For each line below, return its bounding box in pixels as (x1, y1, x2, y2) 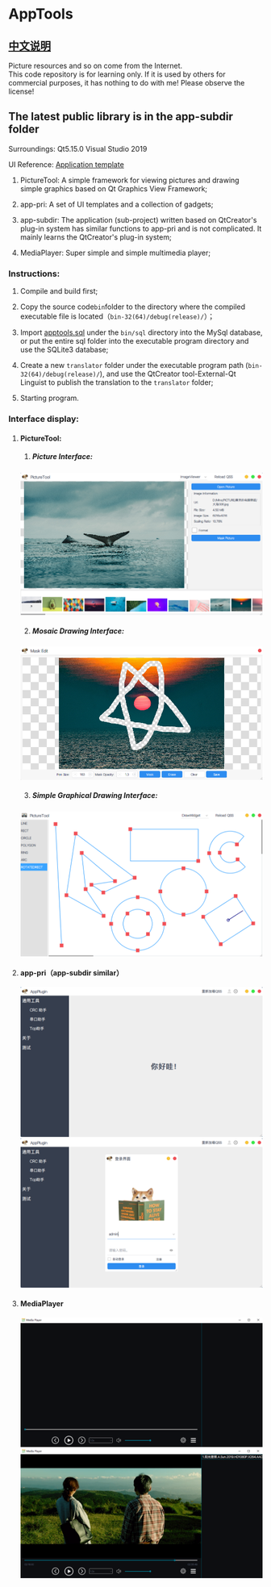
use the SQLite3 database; (19, 345, 109, 355)
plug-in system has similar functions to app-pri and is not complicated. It (19, 223, 262, 233)
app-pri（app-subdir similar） (19, 968, 123, 978)
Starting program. (19, 393, 79, 403)
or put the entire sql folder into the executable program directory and (19, 336, 249, 346)
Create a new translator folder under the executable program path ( (19, 361, 248, 370)
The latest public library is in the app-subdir (8, 110, 234, 123)
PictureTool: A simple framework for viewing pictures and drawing (19, 175, 240, 185)
